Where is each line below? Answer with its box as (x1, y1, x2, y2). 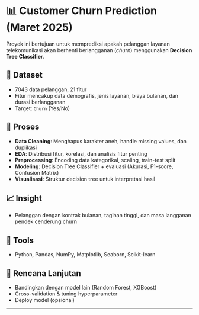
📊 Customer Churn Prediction (6, 4, 157, 18)
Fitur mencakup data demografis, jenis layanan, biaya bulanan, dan (14, 92, 179, 99)
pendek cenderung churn (14, 218, 77, 225)
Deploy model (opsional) (14, 297, 75, 303)
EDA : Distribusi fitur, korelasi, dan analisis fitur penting (14, 150, 147, 157)
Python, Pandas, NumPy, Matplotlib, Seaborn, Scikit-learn (14, 251, 156, 258)
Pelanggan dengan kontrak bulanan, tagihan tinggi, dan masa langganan (14, 212, 191, 219)
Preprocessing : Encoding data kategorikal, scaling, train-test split (14, 156, 176, 163)
